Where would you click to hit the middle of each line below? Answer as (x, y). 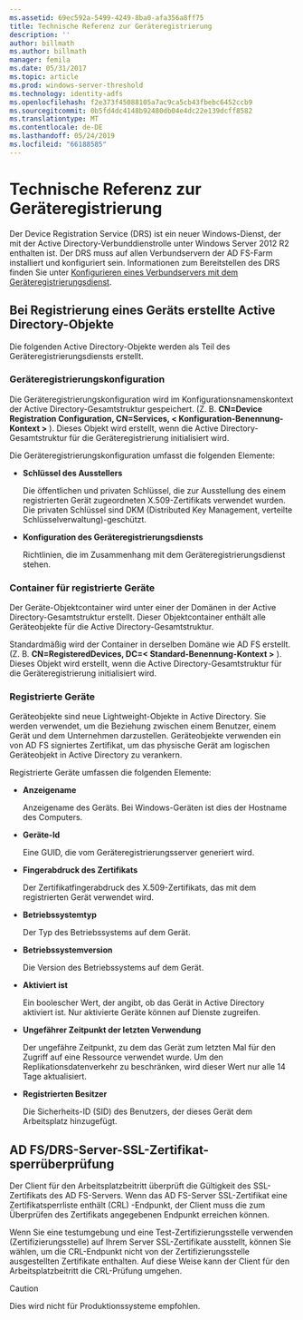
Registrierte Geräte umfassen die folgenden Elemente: (110, 773)
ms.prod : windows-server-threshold (76, 85)
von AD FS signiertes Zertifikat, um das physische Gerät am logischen (140, 746)
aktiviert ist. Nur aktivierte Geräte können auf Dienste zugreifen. (141, 1012)
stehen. (37, 564)
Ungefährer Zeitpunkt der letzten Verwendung (112, 1030)
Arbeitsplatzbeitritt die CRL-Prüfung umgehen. (96, 1271)
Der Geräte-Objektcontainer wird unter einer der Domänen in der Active (143, 608)
